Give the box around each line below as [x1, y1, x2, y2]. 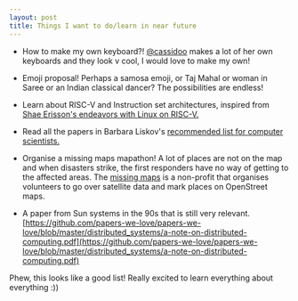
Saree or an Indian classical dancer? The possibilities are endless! [21, 82, 264, 93]
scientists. [21, 135, 60, 146]
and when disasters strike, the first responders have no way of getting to [21, 162, 289, 173]
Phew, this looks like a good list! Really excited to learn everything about [9, 273, 274, 283]
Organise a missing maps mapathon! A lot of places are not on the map [21, 152, 283, 163]
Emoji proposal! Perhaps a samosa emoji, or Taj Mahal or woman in [21, 72, 269, 83]
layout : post [9, 12, 58, 22]
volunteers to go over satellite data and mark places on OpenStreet [21, 181, 269, 191]
